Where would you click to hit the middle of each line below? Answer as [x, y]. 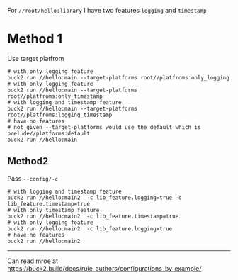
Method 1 [35, 39]
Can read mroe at [33, 261]
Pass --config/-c [33, 178]
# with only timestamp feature [53, 210]
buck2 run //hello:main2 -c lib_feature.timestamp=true [93, 216]
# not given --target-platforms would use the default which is [104, 127]
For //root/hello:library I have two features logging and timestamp [107, 10]
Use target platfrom [36, 58]
